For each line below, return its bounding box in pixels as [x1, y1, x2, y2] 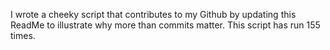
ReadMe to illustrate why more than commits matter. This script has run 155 [10, 19, 321, 31]
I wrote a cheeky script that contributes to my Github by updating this [10, 9, 297, 20]
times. [10, 30, 36, 41]
